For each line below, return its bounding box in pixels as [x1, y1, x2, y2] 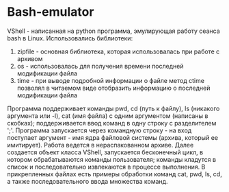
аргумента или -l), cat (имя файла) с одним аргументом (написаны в [7, 111, 208, 120]
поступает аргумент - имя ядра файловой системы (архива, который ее [7, 133, 219, 141]
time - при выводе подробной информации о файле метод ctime [16, 76, 205, 84]
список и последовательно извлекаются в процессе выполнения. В [7, 163, 206, 171]
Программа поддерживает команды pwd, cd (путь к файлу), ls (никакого [7, 104, 220, 112]
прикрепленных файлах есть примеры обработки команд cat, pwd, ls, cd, [7, 169, 222, 178]
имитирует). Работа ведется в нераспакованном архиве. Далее [7, 141, 194, 149]
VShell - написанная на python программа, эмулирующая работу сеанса [7, 27, 220, 35]
